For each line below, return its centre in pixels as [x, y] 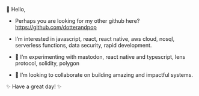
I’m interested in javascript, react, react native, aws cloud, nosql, [95, 39]
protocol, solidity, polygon [47, 63]
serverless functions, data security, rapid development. [83, 45]
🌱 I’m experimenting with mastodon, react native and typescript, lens [100, 57]
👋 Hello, [16, 9]
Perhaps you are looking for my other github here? [77, 21]
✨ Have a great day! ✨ [34, 86]
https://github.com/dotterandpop [56, 27]
